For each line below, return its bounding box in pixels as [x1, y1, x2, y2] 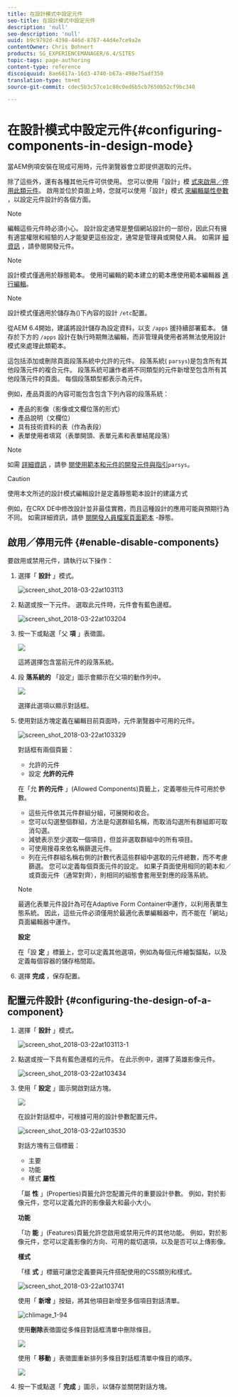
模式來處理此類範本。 [7, 342, 70, 350]
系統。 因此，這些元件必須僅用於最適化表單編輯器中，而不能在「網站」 [23, 909, 232, 917]
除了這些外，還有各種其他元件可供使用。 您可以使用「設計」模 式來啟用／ [7, 177, 222, 186]
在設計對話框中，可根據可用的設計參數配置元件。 [17, 1112, 161, 1121]
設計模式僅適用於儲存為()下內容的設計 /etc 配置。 [7, 309, 151, 317]
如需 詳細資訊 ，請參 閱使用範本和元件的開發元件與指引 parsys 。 [7, 460, 194, 469]
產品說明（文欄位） [17, 413, 75, 422]
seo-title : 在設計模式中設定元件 [7, 17, 96, 24]
